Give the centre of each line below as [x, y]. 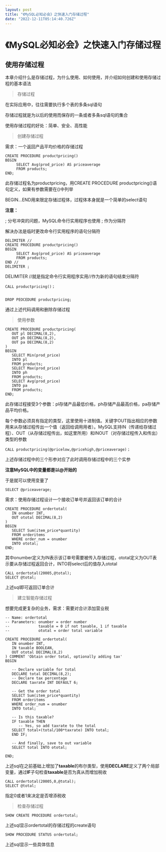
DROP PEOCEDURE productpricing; [38, 300]
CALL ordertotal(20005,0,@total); [41, 782]
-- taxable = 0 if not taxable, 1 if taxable [66, 627]
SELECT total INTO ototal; [40, 748]
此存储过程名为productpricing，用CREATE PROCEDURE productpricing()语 [81, 183]
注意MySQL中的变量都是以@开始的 [41, 470]
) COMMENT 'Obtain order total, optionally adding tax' [64, 657]
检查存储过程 [30, 806]
